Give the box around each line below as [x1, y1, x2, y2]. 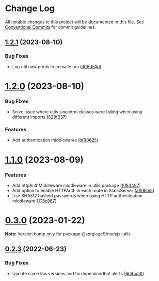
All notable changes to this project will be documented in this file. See [5, 19, 144, 25]
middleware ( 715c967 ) [12, 198, 57, 203]
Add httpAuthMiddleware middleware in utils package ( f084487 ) [12, 182, 141, 188]
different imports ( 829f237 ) [12, 114, 67, 120]
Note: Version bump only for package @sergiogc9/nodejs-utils [5, 231, 131, 236]
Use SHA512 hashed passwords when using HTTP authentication [12, 192, 143, 199]
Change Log [5, 3, 55, 14]
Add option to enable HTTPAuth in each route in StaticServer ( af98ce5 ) [12, 187, 155, 193]
